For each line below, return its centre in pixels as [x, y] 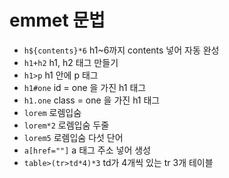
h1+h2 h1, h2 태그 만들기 [71, 62]
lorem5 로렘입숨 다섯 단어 [73, 137]
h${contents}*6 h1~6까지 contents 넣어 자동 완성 [121, 50]
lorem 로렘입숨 [52, 112]
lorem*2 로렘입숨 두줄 [66, 125]
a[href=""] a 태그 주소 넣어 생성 [87, 150]
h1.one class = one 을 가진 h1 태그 [92, 100]
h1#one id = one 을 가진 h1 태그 [85, 87]
